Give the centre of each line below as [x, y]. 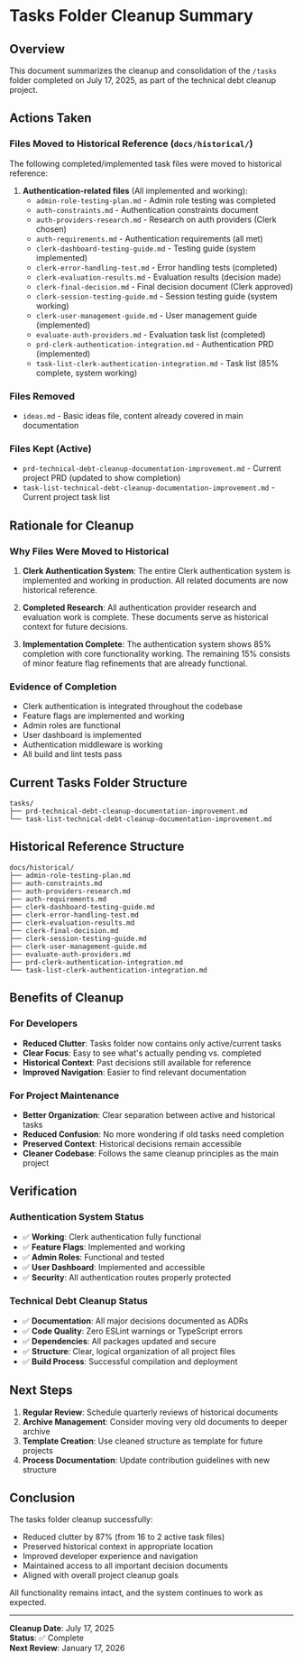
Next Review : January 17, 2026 [67, 1648]
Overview [37, 49]
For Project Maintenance [64, 1095]
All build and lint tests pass [72, 754]
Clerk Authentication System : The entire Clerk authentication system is [156, 570]
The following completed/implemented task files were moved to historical [146, 163]
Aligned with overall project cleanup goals [100, 1575]
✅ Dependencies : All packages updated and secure [119, 1341]
